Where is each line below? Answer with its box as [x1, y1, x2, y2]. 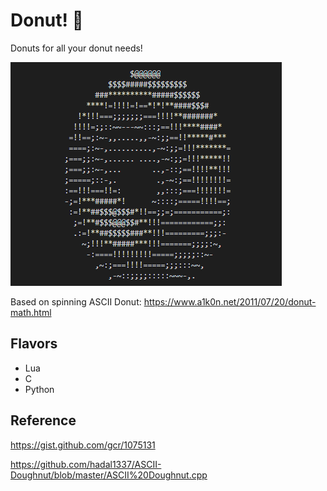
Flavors [10, 335, 58, 353]
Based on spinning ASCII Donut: [10, 295, 142, 308]
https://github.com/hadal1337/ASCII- [10, 458, 162, 470]
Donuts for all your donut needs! [10, 42, 143, 54]
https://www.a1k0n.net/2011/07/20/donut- [143, 295, 317, 308]
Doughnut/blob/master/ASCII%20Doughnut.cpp [10, 469, 208, 481]
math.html [10, 306, 52, 318]
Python [24, 383, 55, 395]
